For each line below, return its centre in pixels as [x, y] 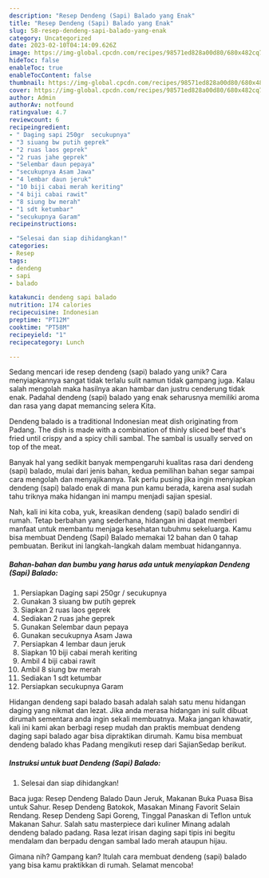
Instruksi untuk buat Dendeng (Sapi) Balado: [85, 763]
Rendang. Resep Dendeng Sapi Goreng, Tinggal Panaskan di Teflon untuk [130, 816]
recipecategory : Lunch [47, 342]
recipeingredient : [40, 127]
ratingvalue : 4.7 [38, 113]
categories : [29, 246]
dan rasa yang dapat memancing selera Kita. [83, 406]
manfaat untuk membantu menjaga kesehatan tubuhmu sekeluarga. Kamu [131, 529]
